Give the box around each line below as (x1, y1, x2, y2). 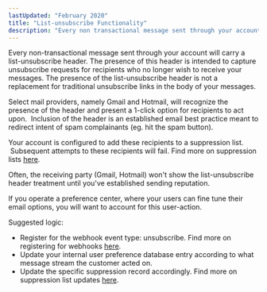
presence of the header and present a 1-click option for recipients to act (8, 106, 244, 115)
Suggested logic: (8, 217, 64, 227)
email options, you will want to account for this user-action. (8, 202, 203, 212)
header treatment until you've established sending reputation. (8, 179, 211, 188)
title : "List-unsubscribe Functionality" (8, 19, 148, 27)
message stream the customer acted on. (19, 259, 153, 268)
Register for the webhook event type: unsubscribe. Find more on (19, 233, 232, 243)
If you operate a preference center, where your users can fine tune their (8, 194, 244, 203)
